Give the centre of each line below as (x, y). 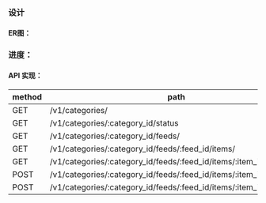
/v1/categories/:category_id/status (114, 122)
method (27, 96)
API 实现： (25, 76)
